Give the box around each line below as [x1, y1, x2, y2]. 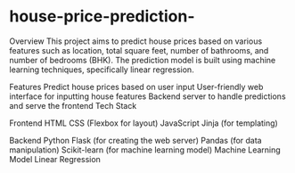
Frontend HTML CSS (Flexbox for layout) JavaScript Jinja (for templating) [9, 118, 278, 128]
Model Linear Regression [9, 153, 101, 164]
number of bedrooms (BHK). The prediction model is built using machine [9, 54, 276, 65]
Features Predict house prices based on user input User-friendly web [9, 81, 264, 92]
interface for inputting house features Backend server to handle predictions [9, 91, 287, 102]
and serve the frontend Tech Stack [9, 100, 137, 111]
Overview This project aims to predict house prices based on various [9, 36, 263, 46]
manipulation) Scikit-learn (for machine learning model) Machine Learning [9, 144, 281, 155]
